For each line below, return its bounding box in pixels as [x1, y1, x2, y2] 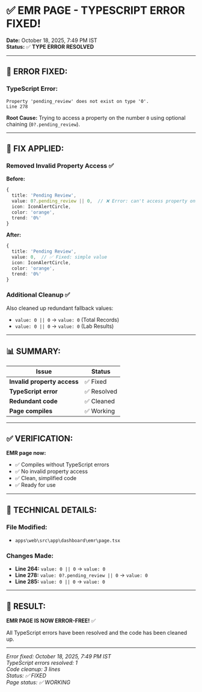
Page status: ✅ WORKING [6, 679, 71, 686]
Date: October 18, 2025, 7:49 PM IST [6, 37, 97, 44]
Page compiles [9, 407, 53, 415]
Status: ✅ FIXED [6, 672, 47, 679]
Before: [6, 175, 25, 182]
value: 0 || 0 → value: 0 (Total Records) [14, 316, 120, 323]
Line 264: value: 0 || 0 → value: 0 [14, 565, 106, 572]
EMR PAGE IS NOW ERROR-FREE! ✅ [6, 617, 96, 625]
